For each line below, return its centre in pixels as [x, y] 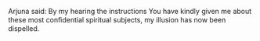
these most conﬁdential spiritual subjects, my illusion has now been [117, 20]
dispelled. [24, 29]
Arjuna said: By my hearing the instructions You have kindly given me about [130, 11]
